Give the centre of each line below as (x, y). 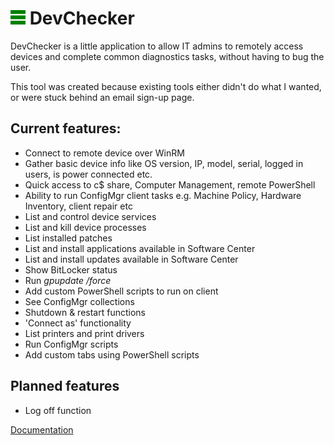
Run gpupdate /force (68, 280)
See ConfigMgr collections (79, 301)
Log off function (58, 410)
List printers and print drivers (84, 333)
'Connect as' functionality (78, 323)
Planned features (65, 386)
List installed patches (68, 238)
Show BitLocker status (71, 269)
